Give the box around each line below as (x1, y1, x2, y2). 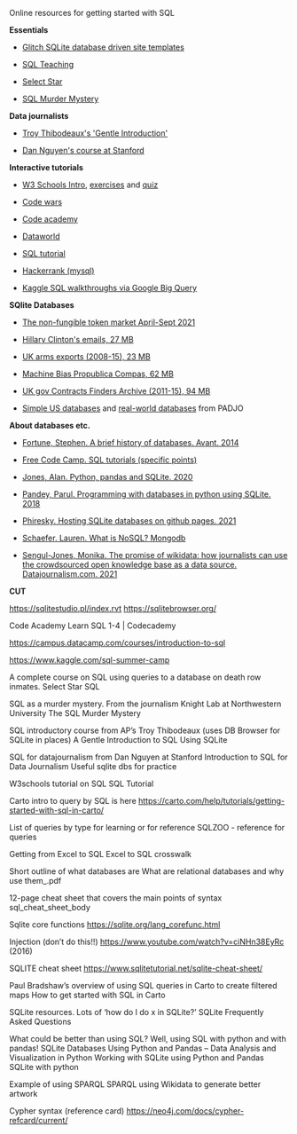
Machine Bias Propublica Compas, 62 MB (21, 368, 175, 379)
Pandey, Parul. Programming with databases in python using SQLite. (21, 489, 272, 500)
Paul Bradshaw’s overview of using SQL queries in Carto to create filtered (9, 980, 277, 990)
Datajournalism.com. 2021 (21, 569, 118, 579)
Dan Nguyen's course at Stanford (21, 146, 145, 155)
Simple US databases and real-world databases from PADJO (21, 403, 244, 413)
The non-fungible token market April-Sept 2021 (21, 317, 196, 327)
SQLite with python (9, 1062, 80, 1072)
